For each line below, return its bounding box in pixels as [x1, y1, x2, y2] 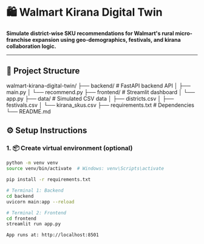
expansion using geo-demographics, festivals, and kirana [32, 36, 181, 43]
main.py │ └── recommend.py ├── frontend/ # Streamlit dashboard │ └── [6, 88, 195, 95]
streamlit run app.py [6, 221, 61, 227]
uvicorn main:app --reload [6, 198, 75, 205]
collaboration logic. [6, 42, 56, 50]
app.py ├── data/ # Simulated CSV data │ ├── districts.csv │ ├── [6, 95, 174, 102]
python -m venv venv [6, 160, 59, 166]
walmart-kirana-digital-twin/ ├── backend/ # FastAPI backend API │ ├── [6, 82, 191, 89]
